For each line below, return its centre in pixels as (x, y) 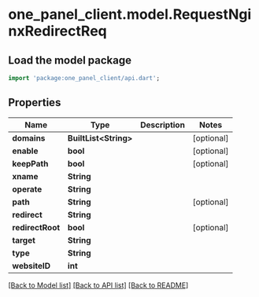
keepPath (30, 163)
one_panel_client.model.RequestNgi (130, 15)
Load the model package (70, 60)
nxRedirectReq (58, 31)
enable (25, 151)
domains (29, 137)
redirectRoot (36, 227)
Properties (35, 103)
